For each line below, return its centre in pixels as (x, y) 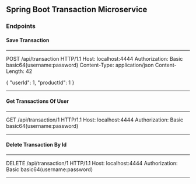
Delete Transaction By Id (36, 145)
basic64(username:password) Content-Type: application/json (80, 65)
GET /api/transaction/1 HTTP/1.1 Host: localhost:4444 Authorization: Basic (95, 120)
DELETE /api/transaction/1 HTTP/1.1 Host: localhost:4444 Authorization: (92, 163)
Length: (15, 71)
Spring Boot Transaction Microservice (77, 10)
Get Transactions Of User (37, 101)
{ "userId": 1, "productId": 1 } (40, 82)
